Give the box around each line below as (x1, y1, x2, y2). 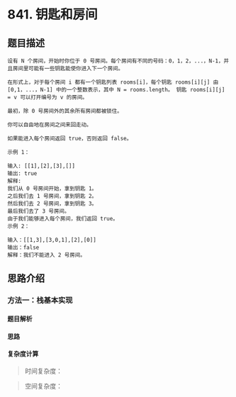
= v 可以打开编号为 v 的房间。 (7, 94, 88, 101)
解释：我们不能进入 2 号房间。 (7, 252, 86, 259)
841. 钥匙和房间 (7, 6, 98, 23)
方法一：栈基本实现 (7, 296, 73, 306)
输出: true (7, 170, 38, 177)
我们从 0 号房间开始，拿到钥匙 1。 (7, 185, 98, 192)
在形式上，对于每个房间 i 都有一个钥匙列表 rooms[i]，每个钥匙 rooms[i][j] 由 (7, 79, 219, 86)
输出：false (7, 244, 40, 251)
